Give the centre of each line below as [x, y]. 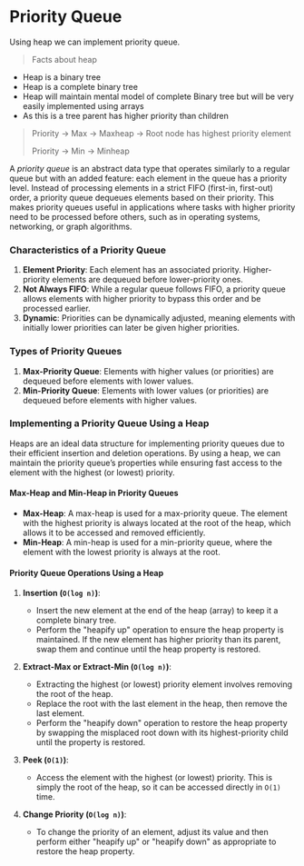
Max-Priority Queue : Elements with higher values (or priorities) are [148, 371]
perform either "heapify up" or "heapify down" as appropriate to [156, 841]
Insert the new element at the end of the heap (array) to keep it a [157, 611]
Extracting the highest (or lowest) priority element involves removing [164, 684]
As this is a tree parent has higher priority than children [125, 115]
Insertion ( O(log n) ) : [62, 593]
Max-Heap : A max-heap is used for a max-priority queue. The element [155, 513]
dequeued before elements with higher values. [110, 400]
